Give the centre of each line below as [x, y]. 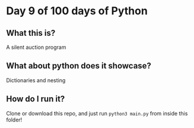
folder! [14, 120]
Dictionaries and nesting [36, 80]
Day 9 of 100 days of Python [77, 11]
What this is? [31, 33]
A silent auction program [36, 47]
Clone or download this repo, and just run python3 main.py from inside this [97, 113]
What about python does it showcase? [79, 66]
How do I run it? [36, 99]
